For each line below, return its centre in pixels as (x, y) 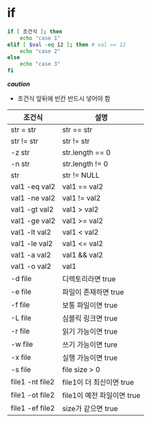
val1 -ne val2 (33, 198)
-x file (21, 357)
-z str (20, 153)
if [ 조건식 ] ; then (35, 32)
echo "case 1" (40, 38)
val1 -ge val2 (33, 221)
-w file (22, 345)
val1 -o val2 (31, 266)
